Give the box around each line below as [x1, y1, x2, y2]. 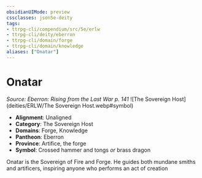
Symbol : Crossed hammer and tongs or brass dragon [15, 146, 151, 154]
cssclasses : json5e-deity [6, 15, 72, 21]
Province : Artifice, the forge [15, 139, 87, 147]
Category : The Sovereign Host [15, 120, 93, 127]
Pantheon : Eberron [15, 133, 64, 141]
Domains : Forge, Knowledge [15, 127, 88, 134]
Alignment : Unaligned [15, 114, 72, 121]
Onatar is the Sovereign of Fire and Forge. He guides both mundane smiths [6, 158, 196, 165]
